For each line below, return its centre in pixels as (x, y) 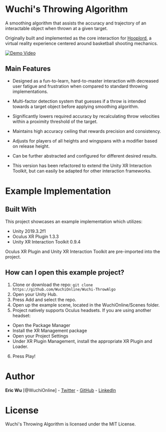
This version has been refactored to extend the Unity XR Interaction (82, 165)
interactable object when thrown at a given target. (56, 28)
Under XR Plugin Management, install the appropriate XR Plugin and (82, 341)
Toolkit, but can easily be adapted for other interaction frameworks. (82, 170)
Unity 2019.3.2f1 (29, 231)
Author (20, 376)
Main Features (28, 69)
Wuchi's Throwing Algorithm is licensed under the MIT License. (70, 424)
